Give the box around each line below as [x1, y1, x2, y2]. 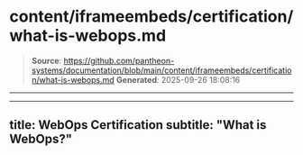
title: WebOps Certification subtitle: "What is [9, 117, 267, 132]
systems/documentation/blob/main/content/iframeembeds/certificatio [31, 65, 292, 76]
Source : [31, 55, 62, 66]
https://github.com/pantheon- [63, 55, 175, 66]
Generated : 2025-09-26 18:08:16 [115, 74, 241, 85]
